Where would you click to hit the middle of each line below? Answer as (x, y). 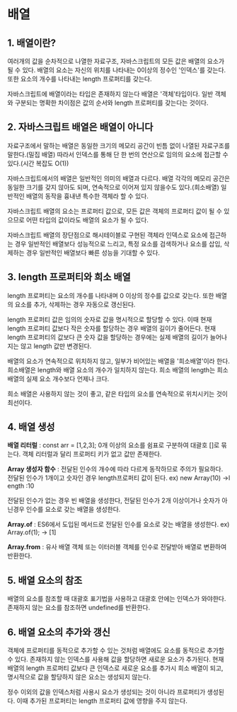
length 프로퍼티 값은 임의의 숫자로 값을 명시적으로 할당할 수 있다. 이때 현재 (110, 319)
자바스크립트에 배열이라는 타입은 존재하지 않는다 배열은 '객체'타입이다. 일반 (110, 94)
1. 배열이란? (32, 43)
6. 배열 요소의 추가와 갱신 (59, 632)
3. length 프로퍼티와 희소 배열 (69, 277)
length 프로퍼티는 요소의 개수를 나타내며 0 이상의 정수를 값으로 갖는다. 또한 (111, 295)
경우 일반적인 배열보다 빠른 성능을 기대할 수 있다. (93, 253)
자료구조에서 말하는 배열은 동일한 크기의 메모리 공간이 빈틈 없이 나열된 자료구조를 (119, 145)
